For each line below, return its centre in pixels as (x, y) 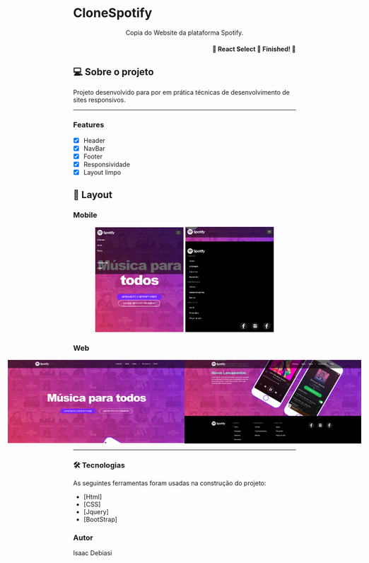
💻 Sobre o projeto (113, 72)
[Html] (93, 497)
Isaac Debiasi (93, 553)
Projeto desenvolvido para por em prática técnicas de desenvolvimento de (181, 93)
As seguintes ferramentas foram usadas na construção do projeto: (170, 483)
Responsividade (107, 164)
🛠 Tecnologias (99, 465)
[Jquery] (96, 511)
